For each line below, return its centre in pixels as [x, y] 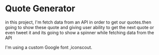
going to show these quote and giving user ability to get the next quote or [79, 27]
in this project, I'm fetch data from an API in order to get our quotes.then [78, 22]
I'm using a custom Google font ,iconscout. [49, 47]
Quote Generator [40, 9]
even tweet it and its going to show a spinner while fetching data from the [79, 32]
